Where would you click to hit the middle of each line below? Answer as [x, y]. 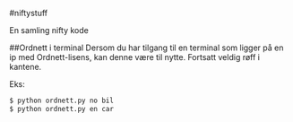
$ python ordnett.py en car [62, 109]
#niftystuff [29, 13]
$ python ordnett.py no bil [62, 100]
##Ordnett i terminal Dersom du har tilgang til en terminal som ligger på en [146, 48]
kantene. [26, 67]
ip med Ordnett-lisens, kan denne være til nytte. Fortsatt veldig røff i [134, 57]
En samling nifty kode [49, 30]
